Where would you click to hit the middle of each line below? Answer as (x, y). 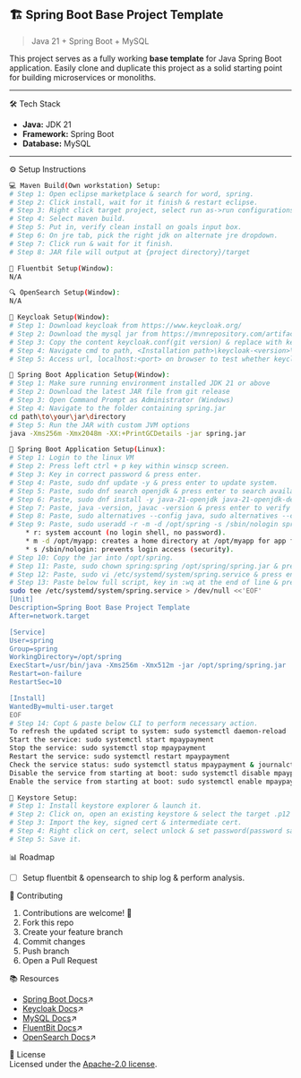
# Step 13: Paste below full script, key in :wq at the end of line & (144, 583)
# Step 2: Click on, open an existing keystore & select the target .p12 (150, 814)
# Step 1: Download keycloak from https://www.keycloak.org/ (126, 326)
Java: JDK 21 (47, 124)
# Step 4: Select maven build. (68, 219)
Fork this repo (48, 922)
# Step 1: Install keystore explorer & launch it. (106, 806)
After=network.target (50, 616)
